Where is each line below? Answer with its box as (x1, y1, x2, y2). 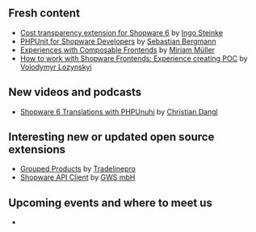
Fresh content (8, 6, 81, 20)
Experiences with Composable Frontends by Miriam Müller (19, 44, 216, 55)
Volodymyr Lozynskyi (19, 62, 92, 72)
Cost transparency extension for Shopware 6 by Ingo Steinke (19, 27, 224, 37)
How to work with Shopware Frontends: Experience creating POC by (19, 53, 248, 63)
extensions (8, 143, 66, 156)
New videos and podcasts (8, 85, 142, 99)
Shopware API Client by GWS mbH (19, 172, 136, 182)
